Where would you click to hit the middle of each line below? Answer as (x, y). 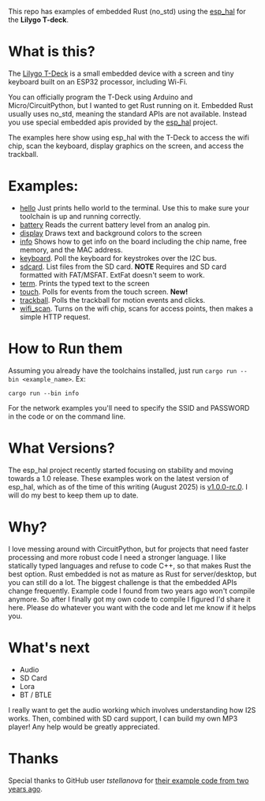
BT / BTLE (35, 695)
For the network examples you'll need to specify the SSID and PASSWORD (129, 408)
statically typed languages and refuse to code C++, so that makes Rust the (130, 565)
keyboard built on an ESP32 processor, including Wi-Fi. (98, 81)
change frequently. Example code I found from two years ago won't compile (132, 591)
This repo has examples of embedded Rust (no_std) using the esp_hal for (127, 11)
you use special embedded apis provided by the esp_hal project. (113, 122)
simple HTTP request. (55, 317)
